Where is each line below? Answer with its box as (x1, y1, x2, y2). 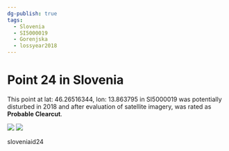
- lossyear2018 (13, 42, 58, 49)
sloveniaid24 (7, 137, 44, 145)
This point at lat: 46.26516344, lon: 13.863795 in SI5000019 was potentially (7, 95, 222, 103)
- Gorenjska (13, 36, 49, 43)
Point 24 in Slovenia (7, 72, 124, 88)
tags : (7, 17, 23, 24)
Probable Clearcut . (7, 109, 62, 118)
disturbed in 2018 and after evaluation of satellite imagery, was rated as (7, 102, 212, 111)
